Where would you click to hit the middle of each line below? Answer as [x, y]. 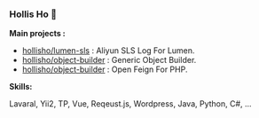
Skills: [21, 87]
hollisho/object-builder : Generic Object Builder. [109, 60]
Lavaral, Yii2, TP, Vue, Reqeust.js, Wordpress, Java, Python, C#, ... [130, 104]
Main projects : [37, 34]
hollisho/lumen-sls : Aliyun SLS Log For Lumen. [108, 51]
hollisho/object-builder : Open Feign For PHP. [105, 69]
